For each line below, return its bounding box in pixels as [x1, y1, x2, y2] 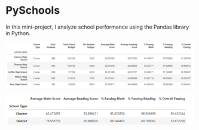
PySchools [5, 4, 60, 17]
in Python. [5, 29, 31, 36]
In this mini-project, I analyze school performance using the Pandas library [5, 23, 189, 30]
